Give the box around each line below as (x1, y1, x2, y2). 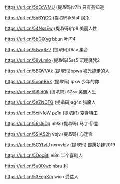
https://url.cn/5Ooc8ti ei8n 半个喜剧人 (5, 152, 83, 158)
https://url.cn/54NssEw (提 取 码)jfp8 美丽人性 (5, 25, 97, 31)
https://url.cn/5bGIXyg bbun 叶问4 (5, 36, 76, 42)
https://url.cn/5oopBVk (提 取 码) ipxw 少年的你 (5, 79, 99, 84)
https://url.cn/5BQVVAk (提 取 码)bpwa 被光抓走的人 (5, 68, 110, 74)
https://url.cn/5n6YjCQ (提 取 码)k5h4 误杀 (5, 15, 90, 21)
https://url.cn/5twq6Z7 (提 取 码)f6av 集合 (5, 47, 88, 52)
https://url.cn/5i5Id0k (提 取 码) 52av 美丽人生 (5, 89, 96, 94)
